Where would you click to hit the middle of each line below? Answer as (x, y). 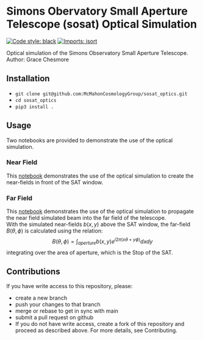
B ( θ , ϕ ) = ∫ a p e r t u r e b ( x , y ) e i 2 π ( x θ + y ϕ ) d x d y (102, 242)
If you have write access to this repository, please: (69, 286)
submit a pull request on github (54, 317)
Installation (28, 78)
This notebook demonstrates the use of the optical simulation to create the (100, 176)
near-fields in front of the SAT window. (55, 182)
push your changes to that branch (58, 305)
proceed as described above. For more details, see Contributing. (96, 330)
